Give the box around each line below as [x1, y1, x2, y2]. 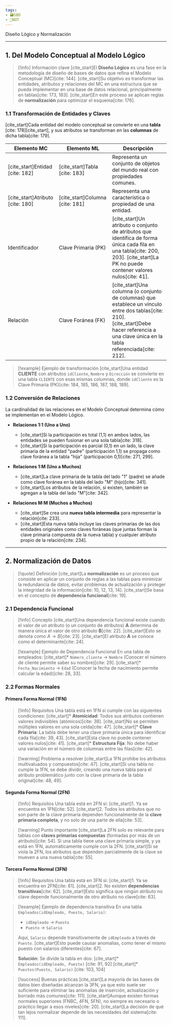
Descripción [122, 145, 154, 152]
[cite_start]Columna [58, 194, 106, 201]
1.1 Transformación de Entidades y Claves [5, 110, 111, 117]
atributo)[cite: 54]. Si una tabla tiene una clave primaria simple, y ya [17, 838, 161, 844]
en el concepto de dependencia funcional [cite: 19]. [17, 592, 127, 598]
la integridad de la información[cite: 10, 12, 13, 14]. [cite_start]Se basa [17, 587, 164, 593]
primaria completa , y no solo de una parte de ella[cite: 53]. [17, 817, 143, 823]
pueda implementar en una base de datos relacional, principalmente [17, 86, 162, 93]
